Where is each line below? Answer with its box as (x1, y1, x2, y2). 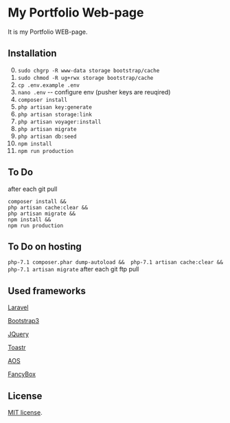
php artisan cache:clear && (8, 204, 89, 211)
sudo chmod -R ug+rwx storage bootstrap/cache (17, 74, 154, 81)
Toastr (8, 343, 26, 352)
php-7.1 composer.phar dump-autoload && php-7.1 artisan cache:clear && (8, 259, 224, 266)
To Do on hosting (8, 240, 82, 252)
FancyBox (8, 370, 36, 378)
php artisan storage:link (17, 111, 92, 118)
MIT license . (8, 409, 43, 416)
